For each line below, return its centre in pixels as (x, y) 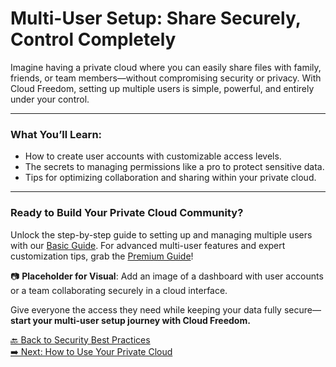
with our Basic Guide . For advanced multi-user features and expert (148, 245)
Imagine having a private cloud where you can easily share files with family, (166, 67)
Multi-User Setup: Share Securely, (156, 18)
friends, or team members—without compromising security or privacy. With (166, 78)
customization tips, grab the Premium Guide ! (102, 256)
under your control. (50, 99)
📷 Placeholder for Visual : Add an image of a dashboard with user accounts (167, 276)
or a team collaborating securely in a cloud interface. (119, 290)
